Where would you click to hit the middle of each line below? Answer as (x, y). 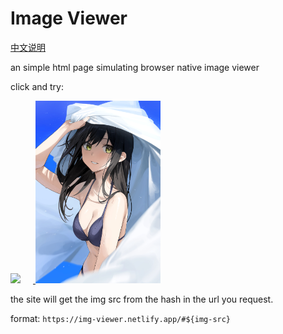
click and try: (37, 86)
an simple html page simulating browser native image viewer (135, 67)
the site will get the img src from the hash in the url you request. (142, 299)
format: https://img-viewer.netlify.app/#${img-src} (121, 319)
